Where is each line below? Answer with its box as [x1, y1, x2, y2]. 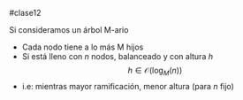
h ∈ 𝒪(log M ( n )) [127, 65, 183, 78]
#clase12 [9, 8, 42, 18]
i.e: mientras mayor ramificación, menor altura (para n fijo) [21, 81, 234, 91]
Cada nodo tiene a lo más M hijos [21, 42, 144, 52]
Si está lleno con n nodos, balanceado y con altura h [21, 51, 214, 61]
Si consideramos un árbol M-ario [9, 25, 129, 35]
